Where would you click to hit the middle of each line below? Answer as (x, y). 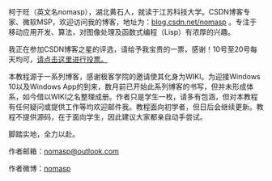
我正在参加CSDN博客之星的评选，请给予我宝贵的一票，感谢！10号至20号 (130, 49)
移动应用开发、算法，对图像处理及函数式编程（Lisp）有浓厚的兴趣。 (122, 32)
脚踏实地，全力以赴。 (44, 134)
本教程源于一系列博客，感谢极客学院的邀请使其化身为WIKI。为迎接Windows (134, 76)
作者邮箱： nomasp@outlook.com (64, 151)
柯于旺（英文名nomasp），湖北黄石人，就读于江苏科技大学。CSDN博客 (126, 12)
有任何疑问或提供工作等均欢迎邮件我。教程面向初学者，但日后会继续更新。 (132, 107)
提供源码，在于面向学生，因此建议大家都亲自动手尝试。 (115, 117)
